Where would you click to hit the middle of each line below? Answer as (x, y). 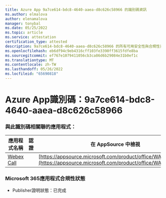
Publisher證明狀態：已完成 (39, 190)
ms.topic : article (24, 33)
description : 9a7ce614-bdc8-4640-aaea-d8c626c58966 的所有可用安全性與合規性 (83, 46)
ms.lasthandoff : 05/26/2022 (34, 69)
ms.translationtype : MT (30, 60)
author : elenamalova (26, 19)
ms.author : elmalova (26, 14)
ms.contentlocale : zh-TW (31, 65)
